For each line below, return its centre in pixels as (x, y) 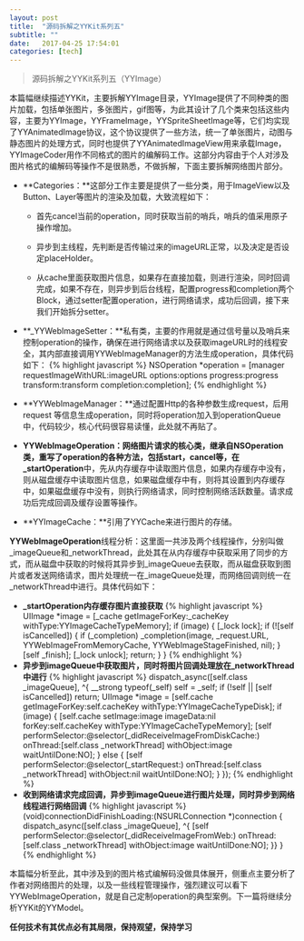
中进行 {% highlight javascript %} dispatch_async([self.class (135, 677)
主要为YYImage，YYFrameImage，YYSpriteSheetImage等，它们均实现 (157, 121)
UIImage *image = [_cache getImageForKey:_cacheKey (126, 616)
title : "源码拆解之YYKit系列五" (67, 26)
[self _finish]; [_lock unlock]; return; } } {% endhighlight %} (132, 655)
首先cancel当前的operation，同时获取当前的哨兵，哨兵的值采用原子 (162, 216)
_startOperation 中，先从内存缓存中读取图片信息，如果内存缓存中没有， (156, 468)
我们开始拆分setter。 (75, 312)
